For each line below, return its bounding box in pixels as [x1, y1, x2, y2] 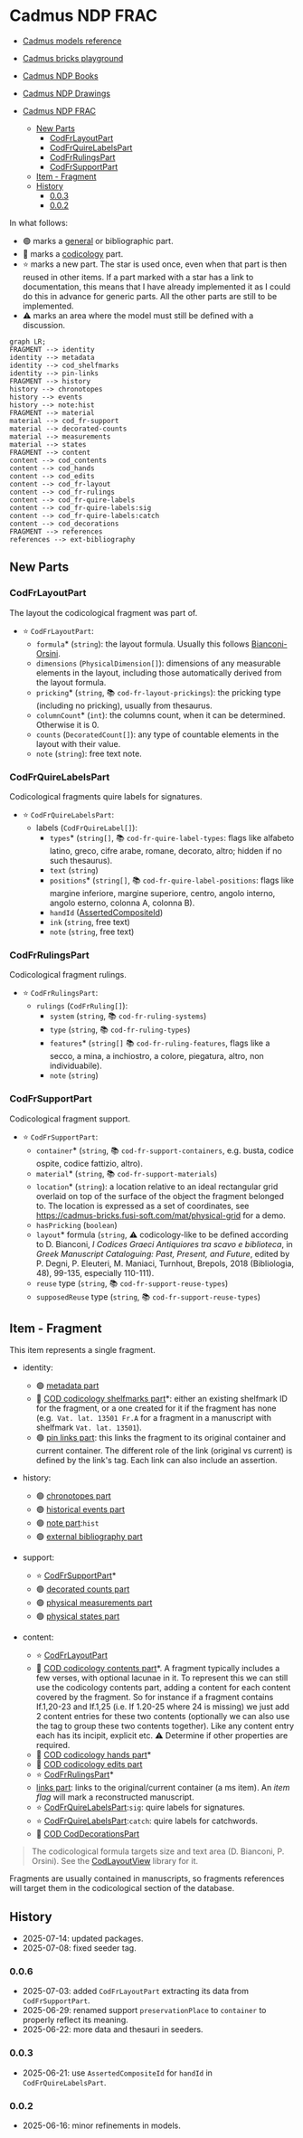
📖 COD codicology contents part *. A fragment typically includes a [35, 1663, 280, 1674]
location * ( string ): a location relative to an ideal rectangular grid [35, 1181, 279, 1192]
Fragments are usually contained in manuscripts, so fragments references [9, 1873, 285, 1884]
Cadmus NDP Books [22, 70, 99, 81]
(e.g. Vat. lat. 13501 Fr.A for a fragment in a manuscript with [35, 1413, 271, 1424]
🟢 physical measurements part [35, 1597, 153, 1608]
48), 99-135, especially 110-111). [35, 1267, 155, 1278]
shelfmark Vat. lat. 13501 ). [35, 1422, 142, 1433]
